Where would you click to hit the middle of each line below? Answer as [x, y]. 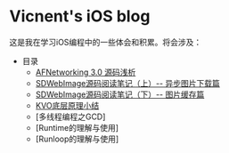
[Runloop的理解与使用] [77, 139]
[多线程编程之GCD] [70, 117]
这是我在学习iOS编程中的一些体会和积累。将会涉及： [106, 42]
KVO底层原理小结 [67, 105]
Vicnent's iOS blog [80, 16]
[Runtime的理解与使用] [77, 127]
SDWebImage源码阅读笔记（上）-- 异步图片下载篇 [127, 83]
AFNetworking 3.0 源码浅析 [86, 72]
